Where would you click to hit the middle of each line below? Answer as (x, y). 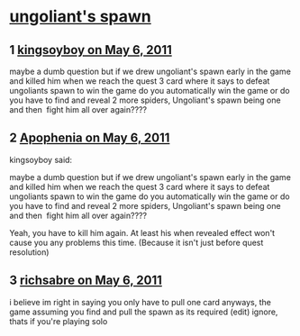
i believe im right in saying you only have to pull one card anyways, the (141, 302)
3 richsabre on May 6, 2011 (86, 281)
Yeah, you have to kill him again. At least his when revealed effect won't (142, 232)
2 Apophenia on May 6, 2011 (90, 138)
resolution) (29, 252)
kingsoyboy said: (41, 159)
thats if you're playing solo (59, 321)
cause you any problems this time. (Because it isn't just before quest (136, 242)
